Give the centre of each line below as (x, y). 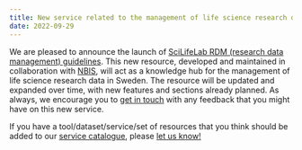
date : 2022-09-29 (42, 26)
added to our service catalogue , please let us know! (105, 136)
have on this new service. (57, 109)
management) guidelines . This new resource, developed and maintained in (147, 61)
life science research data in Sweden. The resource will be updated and (142, 80)
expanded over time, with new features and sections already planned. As (144, 90)
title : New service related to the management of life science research (148, 18)
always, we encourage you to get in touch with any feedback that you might (150, 99)
